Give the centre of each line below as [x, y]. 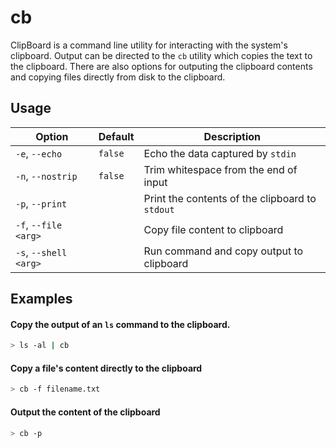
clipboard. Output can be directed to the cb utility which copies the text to [161, 55]
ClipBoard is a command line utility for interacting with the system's [149, 45]
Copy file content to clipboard [213, 229]
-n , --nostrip [46, 176]
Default [116, 136]
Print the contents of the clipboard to [230, 198]
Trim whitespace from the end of [220, 169]
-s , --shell [41, 252]
